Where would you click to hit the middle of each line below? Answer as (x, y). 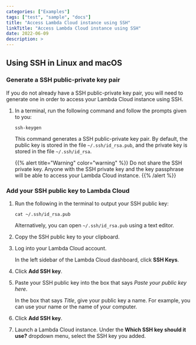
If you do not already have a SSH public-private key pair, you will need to (95, 93)
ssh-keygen (28, 128)
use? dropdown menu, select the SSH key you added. (80, 336)
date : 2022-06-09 (27, 34)
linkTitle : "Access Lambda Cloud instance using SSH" (74, 28)
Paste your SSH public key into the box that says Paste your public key (101, 282)
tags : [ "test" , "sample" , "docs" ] (49, 17)
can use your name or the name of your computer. (76, 307)
